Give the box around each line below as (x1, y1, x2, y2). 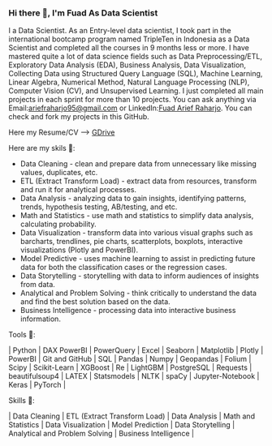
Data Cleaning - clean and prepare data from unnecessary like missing (19, 159, 257, 169)
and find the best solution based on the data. (19, 297, 171, 307)
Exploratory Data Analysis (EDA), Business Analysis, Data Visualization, (8, 60, 246, 70)
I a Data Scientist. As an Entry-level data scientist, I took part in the (8, 26, 231, 36)
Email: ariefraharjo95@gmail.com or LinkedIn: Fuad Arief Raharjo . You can (8, 103, 253, 113)
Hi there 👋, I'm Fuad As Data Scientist (8, 7, 158, 19)
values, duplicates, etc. (19, 168, 98, 178)
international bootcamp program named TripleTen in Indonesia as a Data (8, 34, 250, 44)
